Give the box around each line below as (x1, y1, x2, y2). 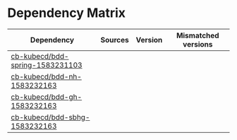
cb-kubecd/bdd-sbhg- (11, 112, 90, 122)
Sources (100, 35, 129, 45)
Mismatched (176, 30, 220, 40)
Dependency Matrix (7, 5, 126, 21)
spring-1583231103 (11, 60, 83, 70)
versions (183, 39, 213, 49)
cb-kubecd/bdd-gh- (11, 92, 83, 102)
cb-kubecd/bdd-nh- (11, 71, 83, 81)
